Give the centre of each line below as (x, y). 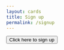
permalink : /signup (31, 22)
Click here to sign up (32, 40)
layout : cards (24, 11)
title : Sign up (25, 17)
